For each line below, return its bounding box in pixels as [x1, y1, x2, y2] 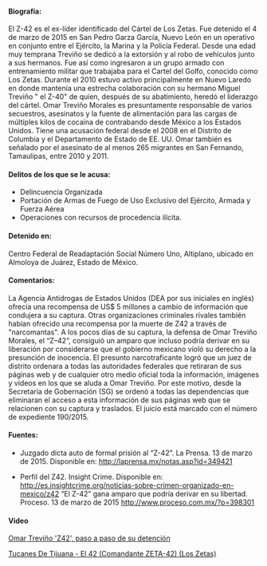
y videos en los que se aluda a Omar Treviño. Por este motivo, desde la [8, 378, 241, 387]
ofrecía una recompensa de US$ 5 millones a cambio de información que [8, 302, 249, 311]
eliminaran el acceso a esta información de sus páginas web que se [8, 395, 231, 405]
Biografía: [8, 6, 42, 16]
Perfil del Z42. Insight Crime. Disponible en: [19, 472, 163, 482]
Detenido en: [8, 232, 52, 240]
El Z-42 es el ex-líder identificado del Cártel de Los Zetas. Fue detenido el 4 [8, 24, 257, 34]
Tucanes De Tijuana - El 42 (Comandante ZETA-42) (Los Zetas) [8, 549, 217, 559]
